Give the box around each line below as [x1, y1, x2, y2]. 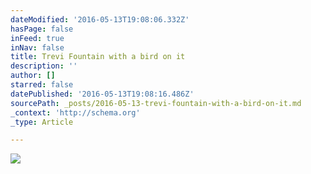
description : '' [10, 61, 78, 71]
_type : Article [10, 117, 74, 127]
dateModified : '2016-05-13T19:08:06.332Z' [10, 14, 190, 25]
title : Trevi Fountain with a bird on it [10, 52, 186, 62]
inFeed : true [10, 33, 65, 43]
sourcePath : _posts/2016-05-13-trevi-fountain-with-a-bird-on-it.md [10, 98, 302, 108]
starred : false [10, 80, 74, 90]
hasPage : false [10, 24, 74, 34]
